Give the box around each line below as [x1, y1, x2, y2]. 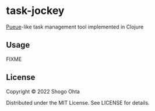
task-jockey [6, 4, 65, 17]
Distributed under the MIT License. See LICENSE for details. [6, 99, 150, 106]
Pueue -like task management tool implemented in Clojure [6, 23, 144, 30]
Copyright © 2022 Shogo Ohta [6, 88, 80, 95]
